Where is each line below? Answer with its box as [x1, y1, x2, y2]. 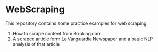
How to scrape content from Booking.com [12, 30, 102, 36]
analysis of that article [12, 41, 60, 47]
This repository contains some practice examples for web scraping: [5, 20, 148, 27]
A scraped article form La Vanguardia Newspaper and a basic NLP [12, 36, 153, 42]
